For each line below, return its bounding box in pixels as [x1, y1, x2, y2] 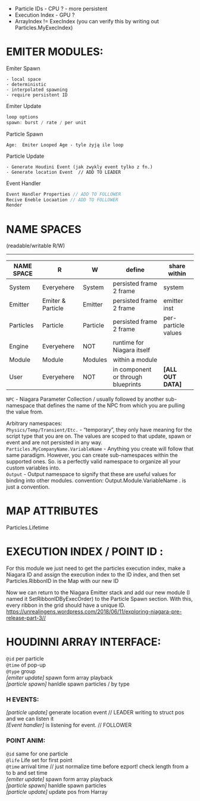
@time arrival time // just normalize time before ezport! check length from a [6, 763, 189, 770]
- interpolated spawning [6, 87, 68, 93]
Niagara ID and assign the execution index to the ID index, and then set [6, 571, 180, 578]
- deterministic [6, 81, 46, 87]
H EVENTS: [6, 695, 39, 704]
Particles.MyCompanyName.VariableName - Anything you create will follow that [6, 445, 194, 453]
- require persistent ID [6, 92, 68, 98]
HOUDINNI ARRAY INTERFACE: [6, 636, 161, 649]
